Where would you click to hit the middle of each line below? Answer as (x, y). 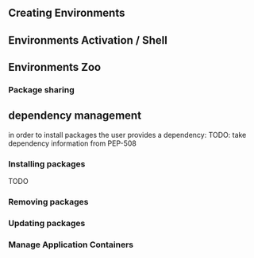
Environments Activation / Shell (88, 40)
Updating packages (47, 224)
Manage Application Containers (71, 244)
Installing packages (47, 164)
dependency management (75, 116)
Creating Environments (67, 13)
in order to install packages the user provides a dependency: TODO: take (127, 135)
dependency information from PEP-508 (73, 143)
